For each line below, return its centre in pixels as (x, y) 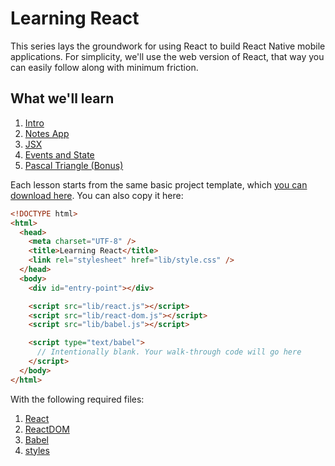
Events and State (59, 154)
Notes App (47, 133)
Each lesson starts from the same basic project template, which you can (159, 184)
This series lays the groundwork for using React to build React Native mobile (168, 46)
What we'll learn (62, 98)
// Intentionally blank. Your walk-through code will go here (169, 352)
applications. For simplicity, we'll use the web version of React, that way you (167, 56)
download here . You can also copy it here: (97, 195)
